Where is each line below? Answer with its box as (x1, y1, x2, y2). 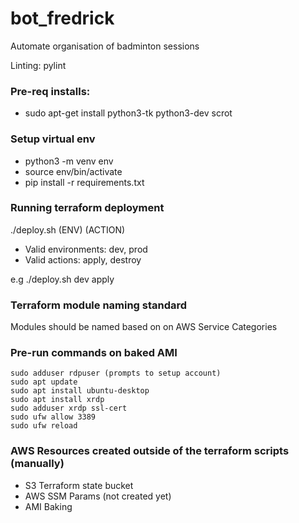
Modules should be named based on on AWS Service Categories (10, 321, 278, 333)
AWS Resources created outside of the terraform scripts (10, 444, 290, 458)
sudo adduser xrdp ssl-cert (10, 403, 128, 414)
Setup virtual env (10, 132, 96, 146)
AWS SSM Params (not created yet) (24, 490, 172, 502)
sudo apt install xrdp (10, 395, 105, 405)
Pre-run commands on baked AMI (10, 346, 178, 360)
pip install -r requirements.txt (24, 176, 145, 188)
